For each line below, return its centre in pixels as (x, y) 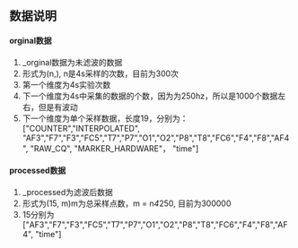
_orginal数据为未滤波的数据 (72, 62)
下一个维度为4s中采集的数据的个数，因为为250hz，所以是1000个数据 (150, 96)
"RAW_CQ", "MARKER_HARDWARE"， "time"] (114, 148)
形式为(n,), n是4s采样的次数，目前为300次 (101, 73)
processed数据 (38, 171)
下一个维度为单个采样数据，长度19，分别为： (105, 118)
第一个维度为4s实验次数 (66, 84)
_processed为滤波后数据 (68, 192)
